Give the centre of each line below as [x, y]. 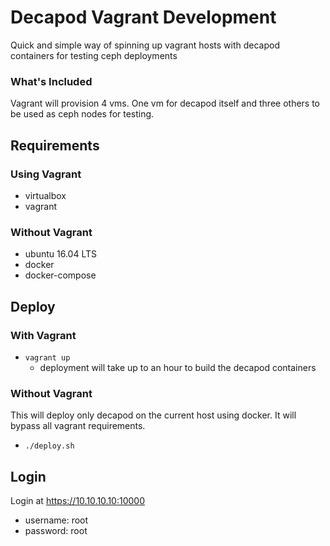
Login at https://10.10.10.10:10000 [77, 501]
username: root [56, 520]
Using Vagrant [46, 174]
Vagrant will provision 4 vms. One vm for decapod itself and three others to [165, 103]
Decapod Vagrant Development [143, 17]
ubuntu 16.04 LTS [60, 254]
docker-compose [60, 275]
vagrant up [47, 357]
